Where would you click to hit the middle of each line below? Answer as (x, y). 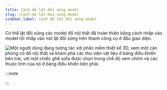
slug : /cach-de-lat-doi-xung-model (42, 14)
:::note (12, 74)
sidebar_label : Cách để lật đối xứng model (51, 19)
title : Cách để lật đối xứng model (42, 10)
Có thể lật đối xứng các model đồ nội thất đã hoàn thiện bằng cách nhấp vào (84, 33)
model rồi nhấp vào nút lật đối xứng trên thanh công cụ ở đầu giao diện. (79, 38)
